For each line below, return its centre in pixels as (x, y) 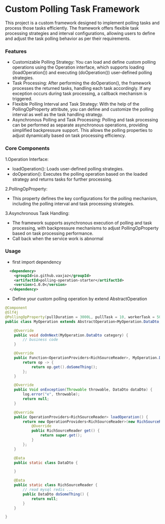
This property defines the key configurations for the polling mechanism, (85, 198)
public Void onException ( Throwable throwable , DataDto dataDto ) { (83, 390)
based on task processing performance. (53, 233)
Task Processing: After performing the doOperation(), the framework (82, 83)
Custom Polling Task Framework (72, 9)
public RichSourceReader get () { (65, 431)
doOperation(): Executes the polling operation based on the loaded (80, 174)
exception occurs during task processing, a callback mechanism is (80, 94)
